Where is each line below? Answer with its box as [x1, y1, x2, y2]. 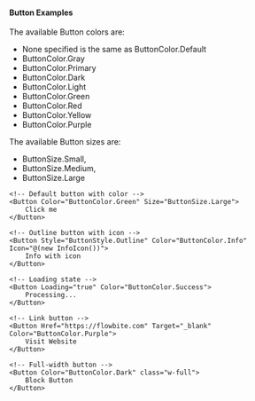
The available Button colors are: [9, 27, 126, 37]
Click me [25, 205, 58, 215]
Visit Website [25, 337, 77, 346]
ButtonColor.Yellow [21, 110, 92, 121]
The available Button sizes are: [9, 137, 121, 147]
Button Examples [9, 7, 73, 18]
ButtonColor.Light [21, 82, 87, 92]
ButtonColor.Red [21, 100, 82, 111]
